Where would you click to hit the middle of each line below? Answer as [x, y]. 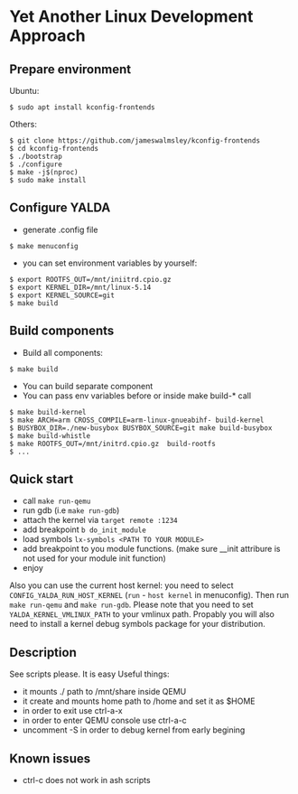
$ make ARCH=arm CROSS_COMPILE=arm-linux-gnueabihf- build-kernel [137, 420]
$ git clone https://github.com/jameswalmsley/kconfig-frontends [135, 141]
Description [43, 652]
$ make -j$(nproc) [44, 173]
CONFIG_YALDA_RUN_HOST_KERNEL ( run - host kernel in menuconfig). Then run [149, 595]
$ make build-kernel [48, 412]
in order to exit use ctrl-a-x [73, 711]
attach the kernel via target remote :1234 [100, 520]
